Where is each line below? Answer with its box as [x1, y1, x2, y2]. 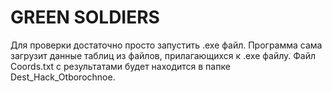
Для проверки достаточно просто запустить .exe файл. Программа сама [10, 39, 323, 51]
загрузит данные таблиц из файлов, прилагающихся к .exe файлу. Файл [10, 49, 317, 61]
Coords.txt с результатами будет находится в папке [10, 60, 231, 72]
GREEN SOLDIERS [10, 6, 160, 29]
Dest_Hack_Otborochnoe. [10, 71, 116, 83]
